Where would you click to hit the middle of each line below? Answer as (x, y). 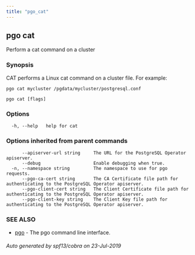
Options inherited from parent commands (67, 140)
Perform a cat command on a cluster (51, 50)
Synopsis (20, 65)
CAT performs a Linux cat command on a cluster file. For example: (87, 78)
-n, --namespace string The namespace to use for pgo (90, 169)
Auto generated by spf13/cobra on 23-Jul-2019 (64, 246)
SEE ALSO (21, 220)
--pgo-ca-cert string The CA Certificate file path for (100, 179)
